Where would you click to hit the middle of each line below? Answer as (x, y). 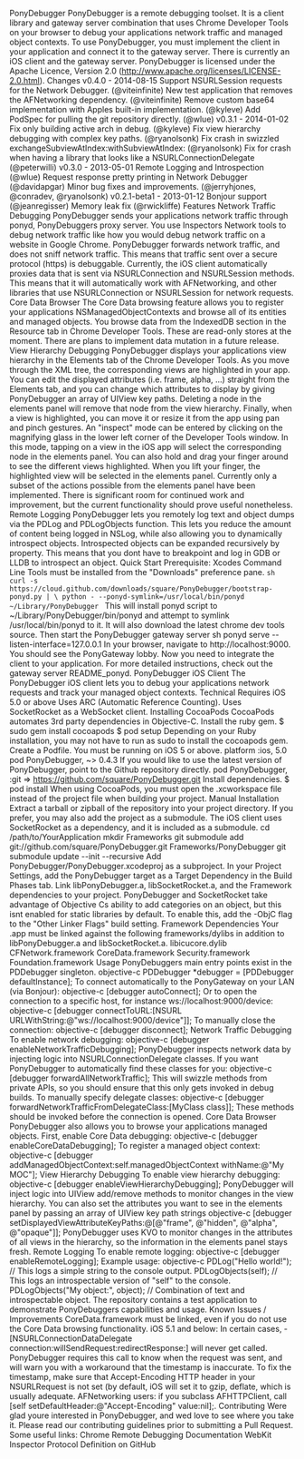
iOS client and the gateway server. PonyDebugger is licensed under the (142, 61)
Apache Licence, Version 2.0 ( (66, 71)
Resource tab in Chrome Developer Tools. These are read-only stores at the (151, 331)
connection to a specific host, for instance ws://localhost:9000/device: (142, 1001)
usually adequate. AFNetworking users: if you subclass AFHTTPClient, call (148, 1396)
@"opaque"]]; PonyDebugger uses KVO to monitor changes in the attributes (151, 1232)
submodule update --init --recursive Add (85, 856)
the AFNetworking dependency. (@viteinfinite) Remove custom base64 (142, 100)
